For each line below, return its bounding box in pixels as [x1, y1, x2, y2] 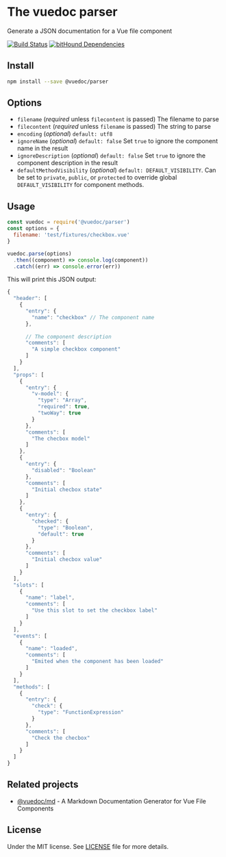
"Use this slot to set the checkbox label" [32, 607, 158, 614]
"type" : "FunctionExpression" [37, 709, 125, 716]
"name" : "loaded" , [25, 645, 78, 652]
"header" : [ [13, 295, 48, 302]
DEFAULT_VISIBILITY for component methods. [16, 181, 145, 189]
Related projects [7, 779, 79, 791]
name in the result [16, 145, 68, 153]
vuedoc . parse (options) [7, 250, 72, 257]
